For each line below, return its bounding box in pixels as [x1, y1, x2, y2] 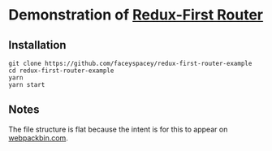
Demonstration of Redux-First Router [8, 6, 264, 24]
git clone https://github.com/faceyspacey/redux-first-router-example [8, 59, 253, 67]
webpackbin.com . [8, 132, 69, 143]
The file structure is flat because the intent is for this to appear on [8, 124, 228, 134]
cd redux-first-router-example [8, 67, 114, 75]
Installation [8, 38, 67, 52]
